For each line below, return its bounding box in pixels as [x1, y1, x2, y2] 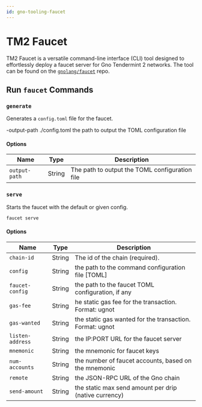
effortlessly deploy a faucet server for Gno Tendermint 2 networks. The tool [6, 61, 194, 68]
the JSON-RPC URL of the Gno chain [75, 373, 180, 382]
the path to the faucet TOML [75, 280, 155, 289]
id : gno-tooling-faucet [6, 8, 66, 15]
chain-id [9, 254, 34, 261]
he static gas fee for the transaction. [75, 298, 177, 306]
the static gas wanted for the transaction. [75, 315, 191, 323]
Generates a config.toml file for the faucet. [6, 115, 113, 122]
